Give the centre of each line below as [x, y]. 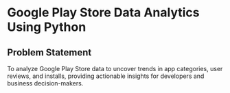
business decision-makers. [45, 83]
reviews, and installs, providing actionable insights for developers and [106, 76]
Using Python [47, 27]
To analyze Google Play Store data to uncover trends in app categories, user [115, 69]
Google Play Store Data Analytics [104, 13]
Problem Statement [49, 52]
